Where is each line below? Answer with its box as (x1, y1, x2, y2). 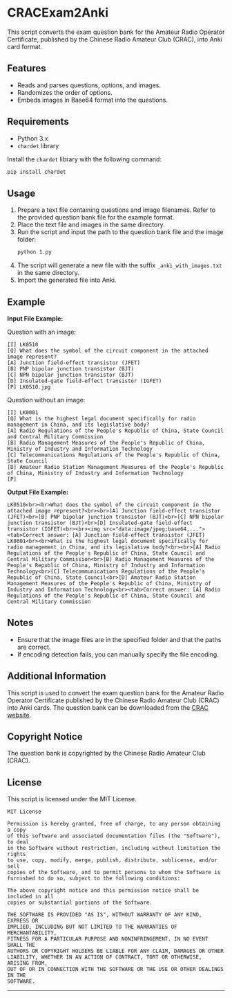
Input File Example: (7, 314, 64, 323)
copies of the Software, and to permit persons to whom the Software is (7, 869, 221, 876)
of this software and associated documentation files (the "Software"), (7, 832, 221, 839)
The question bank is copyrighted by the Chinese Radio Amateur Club (7, 749, 206, 758)
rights (7, 850, 26, 858)
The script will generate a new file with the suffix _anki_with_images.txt (17, 261, 222, 269)
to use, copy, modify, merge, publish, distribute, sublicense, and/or (7, 857, 217, 864)
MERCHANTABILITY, (7, 929, 57, 936)
